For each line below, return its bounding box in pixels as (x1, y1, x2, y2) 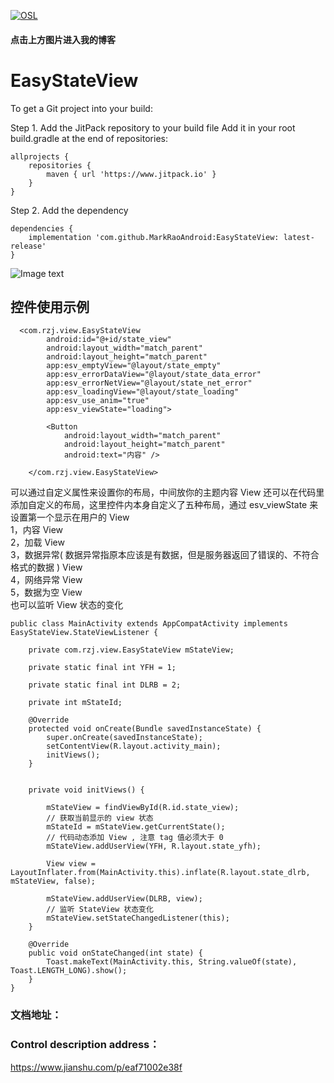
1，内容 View (10, 524, 64, 536)
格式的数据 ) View (10, 561, 83, 574)
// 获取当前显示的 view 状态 (46, 813, 154, 824)
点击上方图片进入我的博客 (10, 33, 116, 45)
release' (10, 241, 47, 251)
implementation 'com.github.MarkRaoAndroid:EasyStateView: (28, 232, 280, 242)
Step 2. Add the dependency (10, 204, 129, 216)
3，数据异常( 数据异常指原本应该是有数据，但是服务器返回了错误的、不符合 (10, 549, 320, 561)
